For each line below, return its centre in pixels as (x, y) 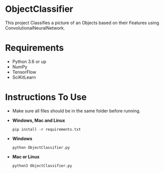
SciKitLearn (24, 77)
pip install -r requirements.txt (47, 129)
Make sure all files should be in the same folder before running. (76, 111)
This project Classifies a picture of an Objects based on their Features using (82, 23)
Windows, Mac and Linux (39, 120)
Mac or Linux (26, 157)
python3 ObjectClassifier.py (42, 166)
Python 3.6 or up (29, 61)
